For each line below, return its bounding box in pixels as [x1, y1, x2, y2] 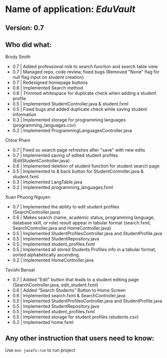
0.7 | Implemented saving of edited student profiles [12, 152, 118, 159]
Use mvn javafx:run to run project [5, 347, 75, 353]
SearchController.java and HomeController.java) [12, 225, 111, 231]
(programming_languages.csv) [12, 122, 76, 129]
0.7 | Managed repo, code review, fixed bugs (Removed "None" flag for [12, 69, 159, 75]
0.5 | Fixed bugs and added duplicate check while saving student [12, 106, 147, 112]
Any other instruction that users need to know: [5, 334, 154, 342]
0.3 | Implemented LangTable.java [12, 179, 83, 185]
